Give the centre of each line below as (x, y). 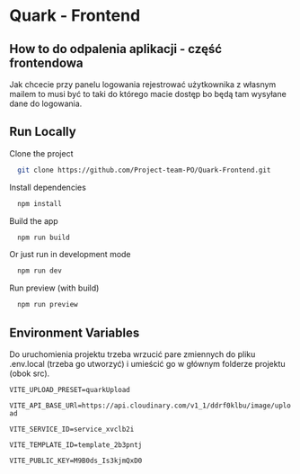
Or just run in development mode (71, 255)
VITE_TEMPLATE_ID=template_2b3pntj (76, 445)
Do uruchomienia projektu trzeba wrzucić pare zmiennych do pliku (132, 354)
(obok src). (30, 373)
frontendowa (46, 63)
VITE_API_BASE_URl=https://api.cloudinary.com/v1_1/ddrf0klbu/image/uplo (150, 406)
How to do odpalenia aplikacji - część (116, 49)
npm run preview (48, 305)
